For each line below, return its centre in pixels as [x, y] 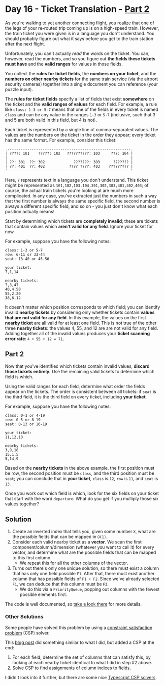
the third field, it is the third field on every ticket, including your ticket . [76, 396]
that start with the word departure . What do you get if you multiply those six [82, 498]
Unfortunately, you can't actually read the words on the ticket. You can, [77, 53]
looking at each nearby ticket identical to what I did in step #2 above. [82, 662]
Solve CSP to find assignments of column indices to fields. [71, 668]
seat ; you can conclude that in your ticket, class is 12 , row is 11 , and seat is [82, 478]
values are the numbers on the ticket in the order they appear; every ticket [81, 135]
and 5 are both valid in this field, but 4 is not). [51, 120]
